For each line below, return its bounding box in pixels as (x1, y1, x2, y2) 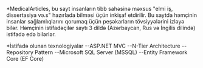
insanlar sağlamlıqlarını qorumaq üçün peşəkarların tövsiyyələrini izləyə (6, 18, 185, 25)
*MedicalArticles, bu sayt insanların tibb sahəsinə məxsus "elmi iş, (6, 5, 173, 12)
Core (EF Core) (6, 55, 44, 62)
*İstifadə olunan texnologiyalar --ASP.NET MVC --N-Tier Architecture (6, 42, 181, 49)
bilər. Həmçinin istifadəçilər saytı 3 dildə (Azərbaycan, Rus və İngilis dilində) (6, 24, 196, 31)
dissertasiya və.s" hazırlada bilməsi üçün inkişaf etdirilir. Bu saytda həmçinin (6, 11, 198, 19)
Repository (6, 49, 33, 56)
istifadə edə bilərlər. (6, 31, 57, 38)
